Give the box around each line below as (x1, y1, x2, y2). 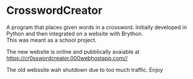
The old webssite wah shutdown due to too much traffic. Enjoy (6, 66, 163, 73)
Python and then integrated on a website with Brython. (6, 30, 144, 37)
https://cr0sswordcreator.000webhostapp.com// (6, 54, 128, 62)
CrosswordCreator (6, 4, 103, 17)
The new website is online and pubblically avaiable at (6, 48, 140, 55)
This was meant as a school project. (6, 36, 97, 43)
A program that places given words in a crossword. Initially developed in (6, 24, 188, 31)
